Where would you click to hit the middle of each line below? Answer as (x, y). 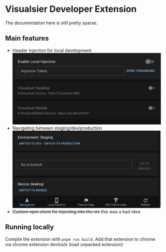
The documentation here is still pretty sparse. (51, 23)
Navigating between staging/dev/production (57, 128)
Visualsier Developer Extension (71, 9)
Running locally (30, 227)
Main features (27, 38)
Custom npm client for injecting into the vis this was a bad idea (76, 211)
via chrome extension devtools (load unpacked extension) (64, 244)
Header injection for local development (52, 50)
